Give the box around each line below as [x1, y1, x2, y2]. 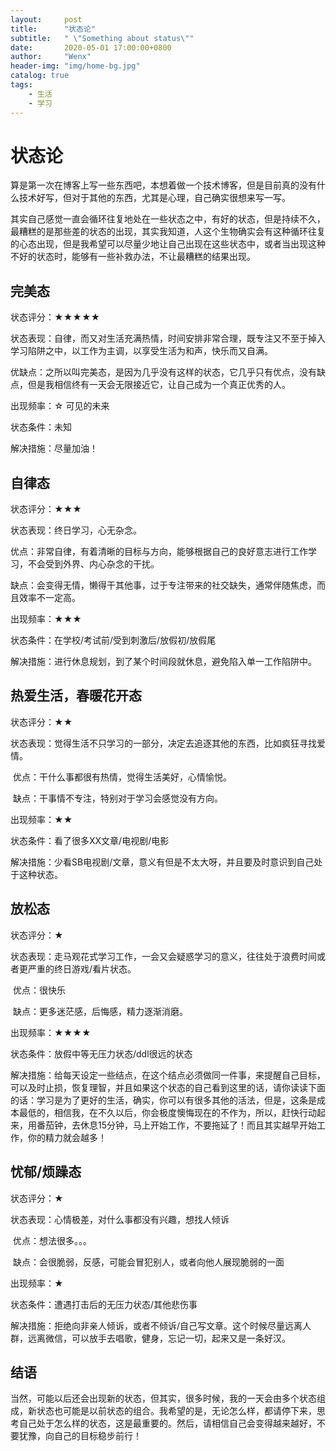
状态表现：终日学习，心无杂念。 [10, 524, 142, 536]
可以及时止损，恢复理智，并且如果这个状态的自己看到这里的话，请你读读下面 [10, 1081, 326, 1093]
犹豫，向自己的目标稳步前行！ [18, 1430, 142, 1442]
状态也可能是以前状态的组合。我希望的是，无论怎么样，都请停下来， [36, 1405, 317, 1417]
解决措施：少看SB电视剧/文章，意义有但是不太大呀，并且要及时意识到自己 [10, 856, 315, 868]
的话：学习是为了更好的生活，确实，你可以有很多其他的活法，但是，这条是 [10, 1094, 317, 1106]
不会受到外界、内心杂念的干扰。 [27, 558, 160, 570]
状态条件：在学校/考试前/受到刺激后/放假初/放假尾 [10, 634, 217, 646]
